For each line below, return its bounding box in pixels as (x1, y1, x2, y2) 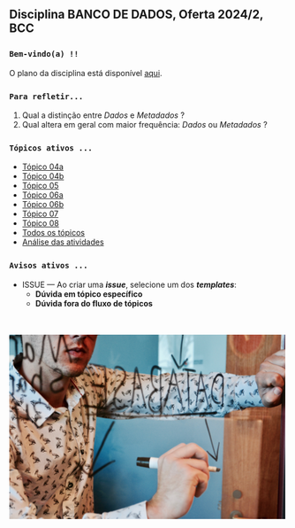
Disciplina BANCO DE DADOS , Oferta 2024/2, (9, 7, 263, 22)
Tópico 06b (21, 199, 64, 210)
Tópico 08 (21, 218, 59, 229)
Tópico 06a (21, 190, 64, 200)
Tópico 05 (21, 181, 59, 191)
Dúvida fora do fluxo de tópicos (34, 298, 153, 308)
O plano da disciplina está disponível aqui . (9, 67, 163, 78)
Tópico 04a (21, 161, 64, 172)
